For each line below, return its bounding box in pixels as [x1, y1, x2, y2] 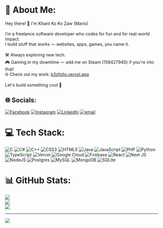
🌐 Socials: [5, 96, 37, 104]
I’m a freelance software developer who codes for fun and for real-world [5, 31, 150, 37]
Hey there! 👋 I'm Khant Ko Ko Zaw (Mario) [5, 20, 89, 26]
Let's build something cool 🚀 [5, 82, 62, 88]
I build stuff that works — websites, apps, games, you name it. [5, 41, 130, 47]
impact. [5, 36, 20, 42]
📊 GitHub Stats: [5, 175, 71, 186]
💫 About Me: [5, 4, 56, 16]
